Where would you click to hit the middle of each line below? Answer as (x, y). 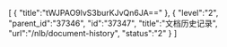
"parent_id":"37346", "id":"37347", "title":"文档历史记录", (113, 23)
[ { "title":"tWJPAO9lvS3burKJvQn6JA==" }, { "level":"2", (113, 13)
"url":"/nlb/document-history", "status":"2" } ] (93, 33)
